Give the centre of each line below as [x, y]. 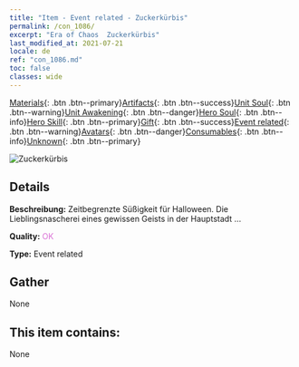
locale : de [30, 52]
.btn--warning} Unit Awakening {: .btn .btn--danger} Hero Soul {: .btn [134, 112]
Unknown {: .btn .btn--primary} [84, 140]
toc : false [30, 69]
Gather [29, 282]
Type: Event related [46, 254]
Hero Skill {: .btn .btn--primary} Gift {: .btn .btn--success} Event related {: [158, 121]
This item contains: [65, 332]
